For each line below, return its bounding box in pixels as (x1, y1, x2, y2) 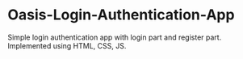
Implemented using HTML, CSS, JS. (7, 40, 127, 50)
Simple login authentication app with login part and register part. (7, 32, 222, 42)
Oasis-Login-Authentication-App (7, 6, 235, 24)
